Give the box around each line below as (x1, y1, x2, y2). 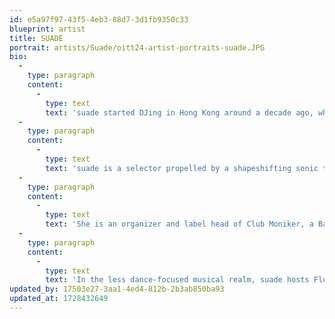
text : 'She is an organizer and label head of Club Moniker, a (45, 219, 314, 230)
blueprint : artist (9, 24, 86, 34)
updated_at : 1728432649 (9, 294, 109, 304)
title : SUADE (9, 33, 64, 43)
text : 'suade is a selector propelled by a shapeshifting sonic (45, 163, 319, 173)
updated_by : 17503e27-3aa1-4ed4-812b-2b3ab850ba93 (9, 284, 225, 295)
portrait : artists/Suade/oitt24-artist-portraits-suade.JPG (9, 42, 266, 53)
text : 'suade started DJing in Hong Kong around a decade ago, (45, 107, 314, 118)
